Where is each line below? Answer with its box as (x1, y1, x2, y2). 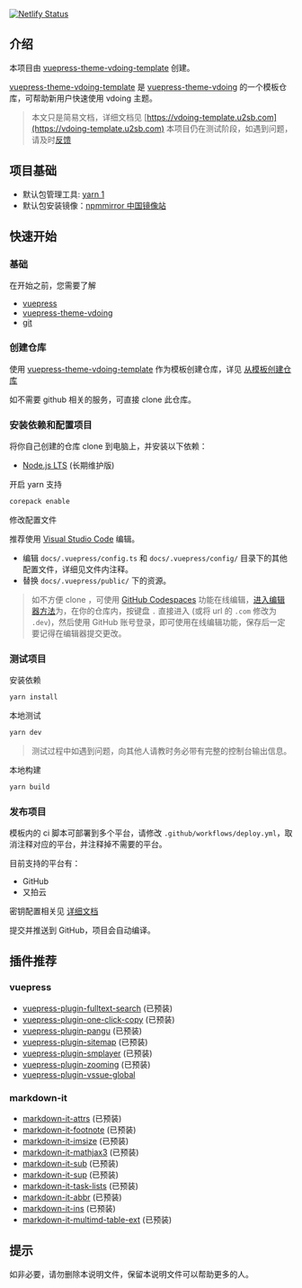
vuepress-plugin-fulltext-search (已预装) (22, 1003, 173, 1014)
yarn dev (9, 728, 42, 737)
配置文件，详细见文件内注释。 (22, 563, 133, 575)
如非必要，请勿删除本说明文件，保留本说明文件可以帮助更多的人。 (9, 1268, 253, 1279)
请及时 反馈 (31, 134, 72, 145)
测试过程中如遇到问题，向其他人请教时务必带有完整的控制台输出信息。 (31, 745, 292, 756)
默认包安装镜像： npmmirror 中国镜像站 (22, 200, 166, 210)
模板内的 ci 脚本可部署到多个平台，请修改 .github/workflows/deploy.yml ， (9, 827, 285, 838)
